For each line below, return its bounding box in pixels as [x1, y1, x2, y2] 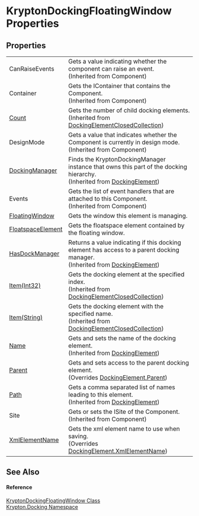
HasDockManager [9, 249, 60, 258]
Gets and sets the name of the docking [68, 334, 176, 342]
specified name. [68, 310, 113, 318]
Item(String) [9, 314, 43, 321]
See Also [6, 467, 40, 477]
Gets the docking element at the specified [68, 270, 185, 278]
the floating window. [68, 229, 126, 237]
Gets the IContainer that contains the [68, 82, 171, 90]
